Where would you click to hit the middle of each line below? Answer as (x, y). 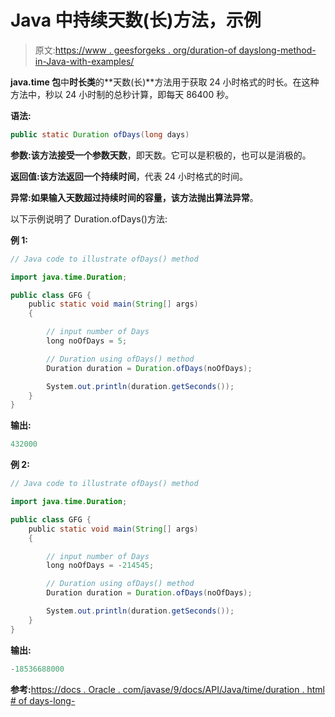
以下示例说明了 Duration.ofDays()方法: (89, 218)
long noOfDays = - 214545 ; (100, 566)
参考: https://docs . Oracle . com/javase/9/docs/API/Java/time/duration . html (167, 689)
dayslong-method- (277, 50)
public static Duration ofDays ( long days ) (100, 134)
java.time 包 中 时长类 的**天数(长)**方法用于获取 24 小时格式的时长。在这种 (165, 82)
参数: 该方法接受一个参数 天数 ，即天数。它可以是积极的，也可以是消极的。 (161, 155)
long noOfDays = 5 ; (87, 341)
